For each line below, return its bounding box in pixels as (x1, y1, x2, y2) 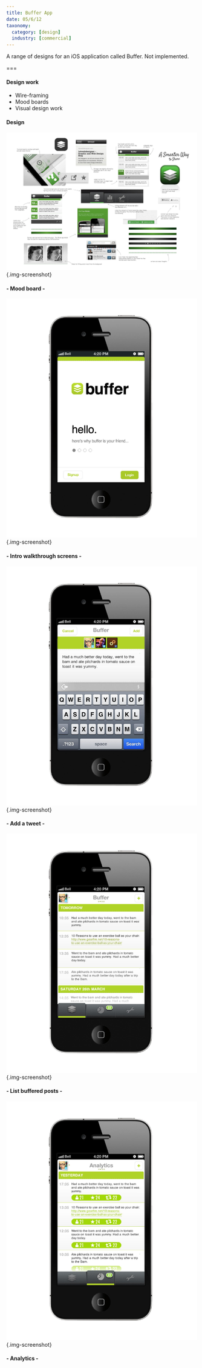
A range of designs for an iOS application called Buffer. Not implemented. (6, 53, 189, 60)
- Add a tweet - (6, 820, 45, 827)
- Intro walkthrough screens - (6, 552, 82, 559)
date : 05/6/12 (6, 16, 42, 22)
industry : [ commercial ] (11, 35, 71, 42)
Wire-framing (15, 92, 49, 99)
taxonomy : (6, 22, 31, 28)
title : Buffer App (6, 10, 53, 16)
